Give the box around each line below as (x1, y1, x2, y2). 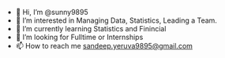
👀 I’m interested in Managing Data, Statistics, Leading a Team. (15, 16, 217, 25)
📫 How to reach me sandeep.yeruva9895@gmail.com (15, 42, 193, 50)
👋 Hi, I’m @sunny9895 (15, 8, 88, 16)
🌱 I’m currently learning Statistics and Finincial (15, 24, 167, 33)
